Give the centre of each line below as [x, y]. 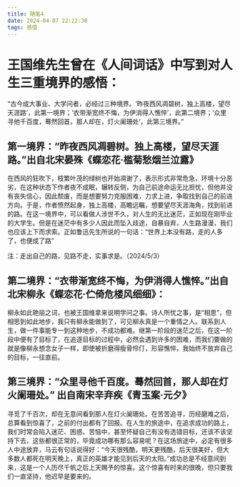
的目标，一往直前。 [36, 357]
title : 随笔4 [26, 14]
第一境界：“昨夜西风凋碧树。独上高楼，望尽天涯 [113, 146]
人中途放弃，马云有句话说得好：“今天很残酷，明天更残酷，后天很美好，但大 [119, 449]
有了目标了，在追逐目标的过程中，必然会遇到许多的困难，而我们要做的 [129, 339]
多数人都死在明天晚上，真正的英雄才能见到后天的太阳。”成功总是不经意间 [114, 458]
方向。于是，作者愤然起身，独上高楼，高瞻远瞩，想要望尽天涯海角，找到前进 [120, 205]
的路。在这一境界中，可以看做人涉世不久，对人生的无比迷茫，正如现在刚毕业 [120, 214]
